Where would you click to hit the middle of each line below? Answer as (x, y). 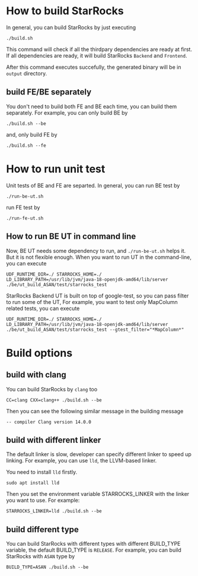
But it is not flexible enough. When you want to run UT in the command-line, (99, 257)
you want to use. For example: (43, 501)
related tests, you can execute (43, 308)
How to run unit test (56, 169)
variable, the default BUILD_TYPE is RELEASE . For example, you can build (94, 550)
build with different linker (54, 440)
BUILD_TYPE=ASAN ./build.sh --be (47, 567)
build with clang (36, 375)
